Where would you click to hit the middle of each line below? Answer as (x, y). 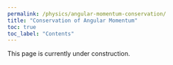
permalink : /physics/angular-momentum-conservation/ (87, 14)
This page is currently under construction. (69, 54)
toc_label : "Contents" (41, 34)
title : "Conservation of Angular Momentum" (73, 20)
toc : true (22, 27)
